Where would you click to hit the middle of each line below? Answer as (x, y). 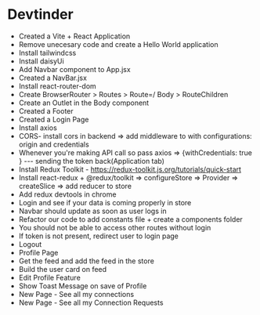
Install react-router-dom (58, 86)
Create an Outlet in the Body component (84, 103)
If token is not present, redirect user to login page (99, 236)
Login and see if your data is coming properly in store (105, 202)
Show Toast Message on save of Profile (83, 286)
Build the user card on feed (63, 269)
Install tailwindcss (47, 52)
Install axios (38, 128)
